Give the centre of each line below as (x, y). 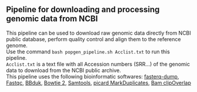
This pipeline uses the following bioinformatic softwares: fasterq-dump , (93, 76)
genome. (17, 45)
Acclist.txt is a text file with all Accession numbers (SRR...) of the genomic (98, 64)
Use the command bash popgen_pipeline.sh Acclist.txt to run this (88, 52)
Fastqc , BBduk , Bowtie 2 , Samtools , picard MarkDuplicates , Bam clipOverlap (98, 83)
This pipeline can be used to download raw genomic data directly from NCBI (98, 33)
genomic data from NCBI (52, 19)
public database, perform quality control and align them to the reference (94, 39)
